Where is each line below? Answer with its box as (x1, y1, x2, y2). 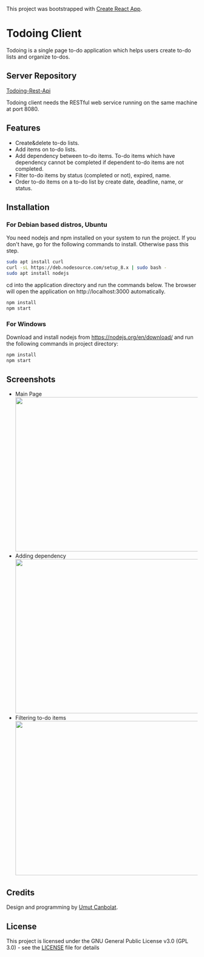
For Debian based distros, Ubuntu (6, 220, 107, 229)
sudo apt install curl (6, 259, 64, 265)
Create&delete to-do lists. (15, 139, 80, 146)
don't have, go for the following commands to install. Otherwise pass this (6, 241, 189, 248)
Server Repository (6, 71, 77, 81)
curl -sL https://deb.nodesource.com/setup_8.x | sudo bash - (6, 265, 167, 271)
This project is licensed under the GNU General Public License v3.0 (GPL (6, 937, 189, 945)
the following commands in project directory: (6, 340, 118, 347)
